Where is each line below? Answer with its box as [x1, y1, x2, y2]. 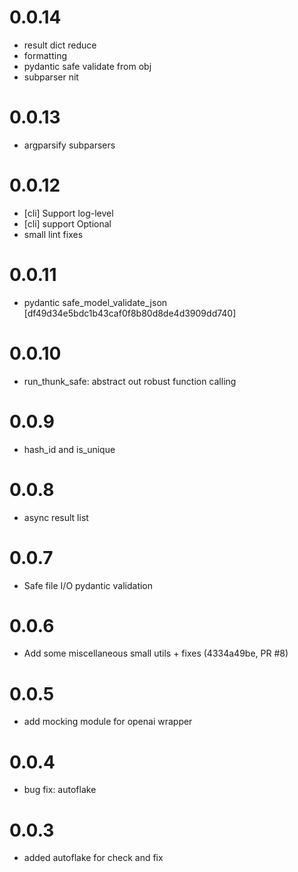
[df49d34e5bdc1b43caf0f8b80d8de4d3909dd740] [23, 307, 237, 319]
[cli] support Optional [23, 217, 112, 230]
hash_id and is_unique [23, 443, 116, 455]
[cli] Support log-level [23, 207, 114, 219]
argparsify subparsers [23, 139, 116, 151]
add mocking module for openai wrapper [23, 716, 193, 728]
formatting [23, 49, 67, 61]
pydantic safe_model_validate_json [23, 296, 168, 308]
